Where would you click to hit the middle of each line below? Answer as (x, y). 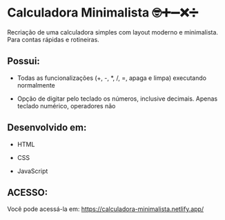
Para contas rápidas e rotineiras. (53, 39)
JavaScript (32, 171)
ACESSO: (28, 192)
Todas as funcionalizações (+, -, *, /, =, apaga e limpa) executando (112, 78)
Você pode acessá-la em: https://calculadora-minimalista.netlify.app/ (106, 209)
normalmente (36, 85)
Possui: (23, 61)
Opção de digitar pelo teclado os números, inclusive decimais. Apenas (117, 99)
